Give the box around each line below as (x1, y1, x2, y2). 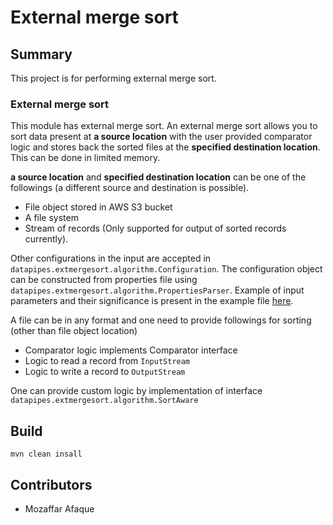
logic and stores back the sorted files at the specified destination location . (10, 141, 321, 153)
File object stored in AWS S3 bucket (24, 201, 173, 213)
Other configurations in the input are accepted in (10, 252, 212, 265)
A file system (24, 212, 79, 224)
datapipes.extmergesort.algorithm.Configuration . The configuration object (10, 263, 323, 275)
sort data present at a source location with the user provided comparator (10, 131, 313, 143)
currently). (24, 233, 69, 245)
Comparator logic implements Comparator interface (24, 344, 238, 356)
